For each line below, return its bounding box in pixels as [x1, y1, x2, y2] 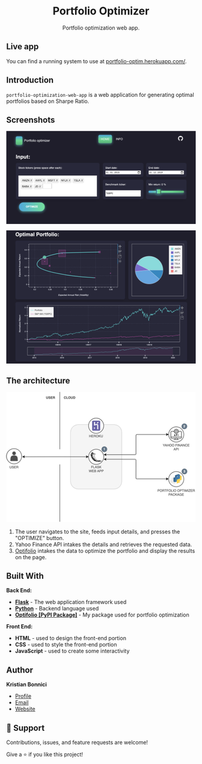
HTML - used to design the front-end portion [14, 635, 126, 642]
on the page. [14, 553, 47, 561]
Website [14, 706, 36, 713]
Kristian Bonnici [6, 681, 47, 688]
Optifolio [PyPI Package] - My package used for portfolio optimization [14, 611, 189, 618]
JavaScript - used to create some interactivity [14, 647, 130, 654]
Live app [6, 42, 39, 52]
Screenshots [6, 114, 55, 125]
